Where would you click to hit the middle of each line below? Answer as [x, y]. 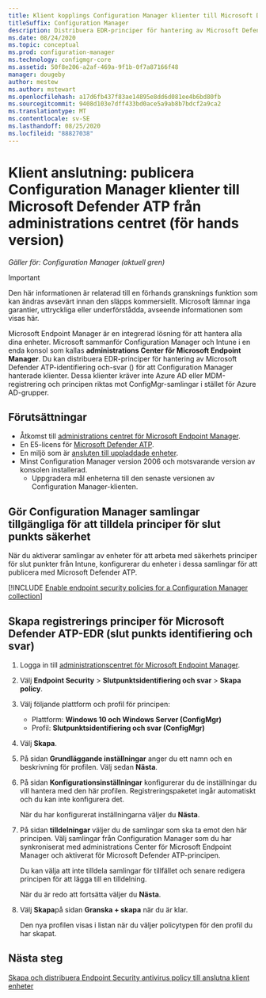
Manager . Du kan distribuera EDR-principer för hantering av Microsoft [123, 358]
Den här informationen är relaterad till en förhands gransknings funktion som [133, 293]
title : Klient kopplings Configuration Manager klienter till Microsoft [131, 15]
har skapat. [38, 933]
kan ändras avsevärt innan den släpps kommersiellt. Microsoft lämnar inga [129, 301]
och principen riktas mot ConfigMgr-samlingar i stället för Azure [152, 384]
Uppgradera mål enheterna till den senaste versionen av [123, 478]
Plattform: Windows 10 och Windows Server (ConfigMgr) [126, 719]
